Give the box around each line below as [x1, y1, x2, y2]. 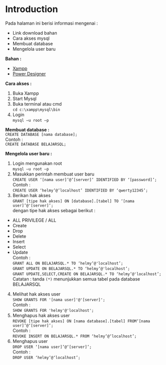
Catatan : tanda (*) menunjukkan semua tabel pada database [12, 276, 140, 282]
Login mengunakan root [12, 160, 62, 166]
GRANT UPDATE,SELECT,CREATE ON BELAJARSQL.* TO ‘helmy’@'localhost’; [12, 271, 162, 277]
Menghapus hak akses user [12, 312, 70, 318]
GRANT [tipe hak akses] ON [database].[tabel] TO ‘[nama [12, 199, 135, 204]
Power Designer [12, 70, 46, 76]
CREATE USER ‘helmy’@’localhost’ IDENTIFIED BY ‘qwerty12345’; [12, 188, 148, 193]
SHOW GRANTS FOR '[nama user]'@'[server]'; [12, 297, 106, 302]
